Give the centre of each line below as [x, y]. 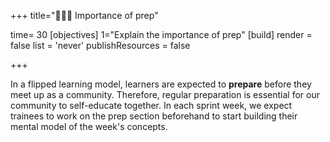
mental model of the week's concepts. [89, 126]
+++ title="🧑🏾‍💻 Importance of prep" [84, 15]
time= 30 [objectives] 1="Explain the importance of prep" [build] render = [161, 34]
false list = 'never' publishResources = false [100, 45]
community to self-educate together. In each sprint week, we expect [151, 105]
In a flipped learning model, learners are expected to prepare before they [161, 84]
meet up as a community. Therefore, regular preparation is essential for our [165, 94]
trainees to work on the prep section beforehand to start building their [154, 116]
